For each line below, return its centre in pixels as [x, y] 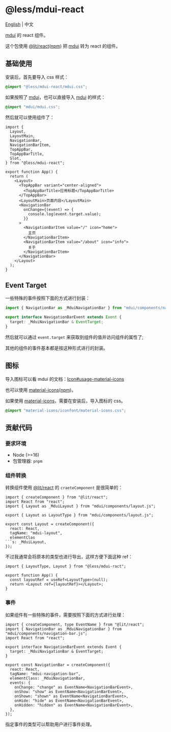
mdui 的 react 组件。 [27, 35]
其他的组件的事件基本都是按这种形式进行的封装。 [56, 348]
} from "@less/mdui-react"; [35, 163]
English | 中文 [20, 24]
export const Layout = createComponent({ [50, 524]
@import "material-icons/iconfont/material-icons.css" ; [66, 411]
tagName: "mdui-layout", [36, 533]
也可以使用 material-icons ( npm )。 [41, 390]
